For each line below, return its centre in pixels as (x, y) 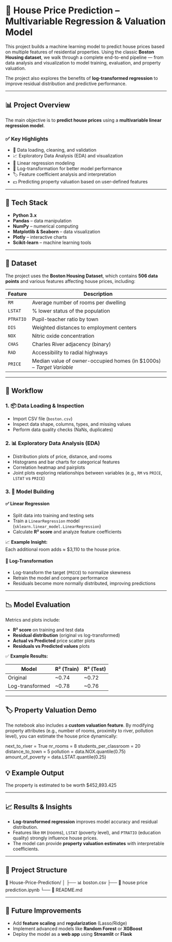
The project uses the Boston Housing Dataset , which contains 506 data (82, 276)
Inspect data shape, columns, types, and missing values (72, 424)
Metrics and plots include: (33, 620)
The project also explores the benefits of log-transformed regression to (82, 78)
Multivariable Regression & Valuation (85, 21)
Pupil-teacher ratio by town (65, 319)
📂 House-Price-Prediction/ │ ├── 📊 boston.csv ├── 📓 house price (77, 883)
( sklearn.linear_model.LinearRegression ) (57, 526)
